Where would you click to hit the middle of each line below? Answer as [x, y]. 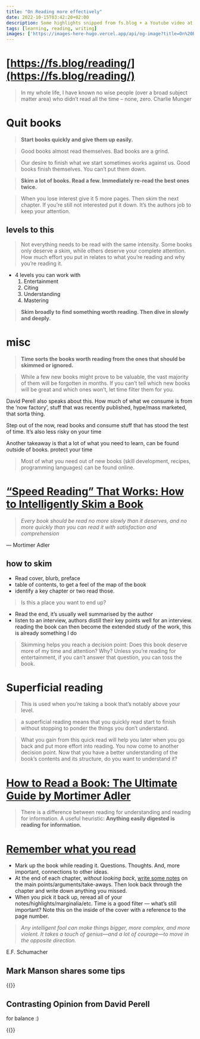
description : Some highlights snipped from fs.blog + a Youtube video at [100, 23]
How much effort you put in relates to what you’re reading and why [103, 257]
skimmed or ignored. [47, 365]
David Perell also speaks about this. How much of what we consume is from [99, 401]
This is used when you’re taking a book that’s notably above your [100, 704]
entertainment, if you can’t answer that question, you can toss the [101, 657]
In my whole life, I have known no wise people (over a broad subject [104, 93]
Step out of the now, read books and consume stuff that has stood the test [97, 425]
